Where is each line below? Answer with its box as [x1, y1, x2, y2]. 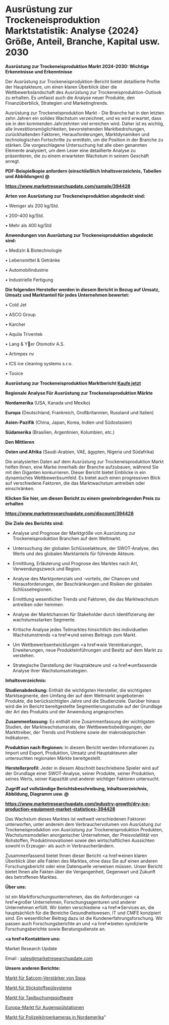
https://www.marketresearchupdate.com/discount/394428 [5, 510, 134, 517]
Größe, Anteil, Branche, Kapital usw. [5, 36, 160, 48]
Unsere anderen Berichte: [5, 965, 61, 971]
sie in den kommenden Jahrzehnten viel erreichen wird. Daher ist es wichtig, [5, 120, 164, 126]
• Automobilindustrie [5, 267, 49, 273]
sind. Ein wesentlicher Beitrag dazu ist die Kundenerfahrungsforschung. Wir [5, 915, 163, 921]
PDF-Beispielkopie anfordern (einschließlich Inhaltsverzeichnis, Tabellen [5, 168, 162, 174]
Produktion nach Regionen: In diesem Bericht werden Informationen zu [5, 744, 155, 750]
